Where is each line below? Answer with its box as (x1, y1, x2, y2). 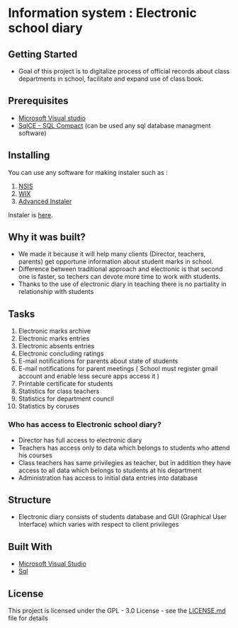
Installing (8, 149, 50, 161)
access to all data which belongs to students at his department (18, 466, 202, 474)
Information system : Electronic (8, 5, 197, 21)
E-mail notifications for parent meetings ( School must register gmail (18, 365, 218, 373)
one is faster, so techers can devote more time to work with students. (18, 273, 221, 281)
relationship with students (18, 287, 94, 296)
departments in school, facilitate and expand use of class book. (18, 74, 204, 83)
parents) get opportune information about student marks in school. (18, 257, 214, 266)
